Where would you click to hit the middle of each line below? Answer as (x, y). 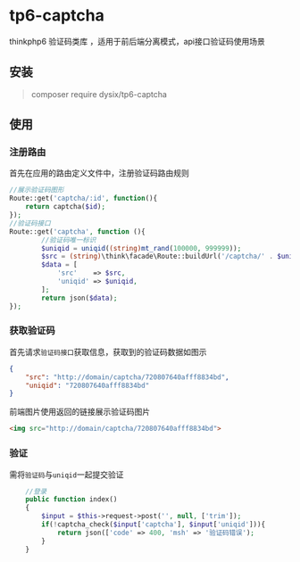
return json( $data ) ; (79, 298)
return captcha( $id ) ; (65, 207)
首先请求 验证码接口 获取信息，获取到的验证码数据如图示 (108, 351)
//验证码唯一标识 (69, 240)
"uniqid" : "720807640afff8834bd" (87, 385)
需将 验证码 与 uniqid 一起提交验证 (67, 475)
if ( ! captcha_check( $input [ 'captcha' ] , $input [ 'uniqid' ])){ (154, 525)
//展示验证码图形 (37, 190)
